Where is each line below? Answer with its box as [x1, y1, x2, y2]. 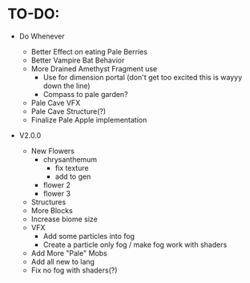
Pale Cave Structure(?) [30, 106, 107, 116]
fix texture [54, 163, 89, 172]
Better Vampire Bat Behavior [30, 55, 125, 65]
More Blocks [30, 205, 73, 215]
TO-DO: [7, 5, 60, 23]
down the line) [42, 81, 91, 91]
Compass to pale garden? [42, 89, 129, 99]
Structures [30, 197, 67, 207]
